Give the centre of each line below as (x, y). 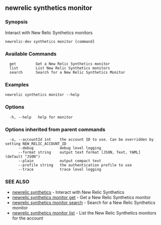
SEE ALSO (17, 182)
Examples (17, 84)
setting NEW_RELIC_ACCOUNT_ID (36, 143)
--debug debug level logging (60, 148)
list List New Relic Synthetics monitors (60, 68)
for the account (28, 218)
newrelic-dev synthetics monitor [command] (50, 41)
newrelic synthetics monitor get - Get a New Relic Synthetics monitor (81, 198)
